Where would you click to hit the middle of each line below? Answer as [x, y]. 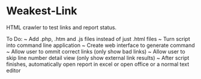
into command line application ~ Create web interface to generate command [100, 45]
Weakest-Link [42, 11]
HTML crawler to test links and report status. [61, 27]
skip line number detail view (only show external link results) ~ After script [98, 58]
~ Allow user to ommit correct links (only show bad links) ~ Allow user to [96, 51]
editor [13, 70]
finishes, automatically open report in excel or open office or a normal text [98, 64]
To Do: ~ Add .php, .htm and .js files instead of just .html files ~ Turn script [98, 39]
